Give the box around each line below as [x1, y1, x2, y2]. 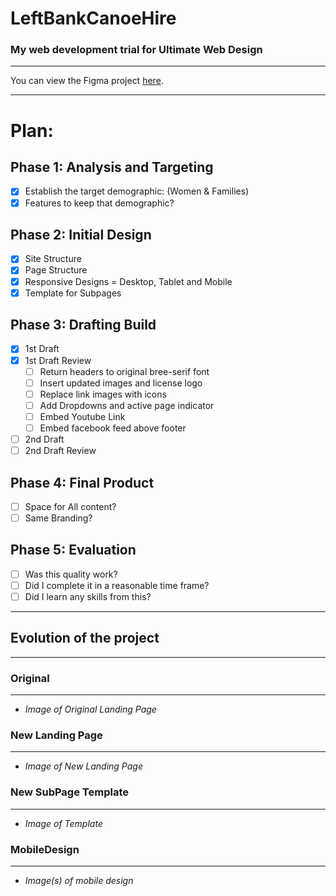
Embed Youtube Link [39, 410, 126, 422]
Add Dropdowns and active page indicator [39, 399, 215, 411]
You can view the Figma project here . [10, 75, 164, 87]
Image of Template [24, 817, 103, 829]
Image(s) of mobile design [24, 875, 134, 887]
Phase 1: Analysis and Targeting [10, 159, 214, 176]
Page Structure [24, 264, 88, 276]
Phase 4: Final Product [10, 474, 155, 491]
